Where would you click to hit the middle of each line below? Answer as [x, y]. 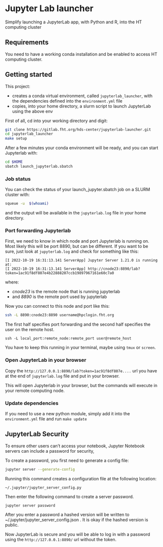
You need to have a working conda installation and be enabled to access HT [81, 54]
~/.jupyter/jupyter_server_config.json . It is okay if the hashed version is [77, 520]
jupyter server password [30, 505]
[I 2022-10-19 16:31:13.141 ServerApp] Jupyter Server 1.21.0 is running [81, 261]
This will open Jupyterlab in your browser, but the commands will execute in [81, 385]
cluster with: [18, 194]
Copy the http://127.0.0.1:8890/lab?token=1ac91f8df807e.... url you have [81, 371]
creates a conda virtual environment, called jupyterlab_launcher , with [82, 96]
